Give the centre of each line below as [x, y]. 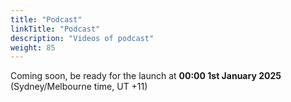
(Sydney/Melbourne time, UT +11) [79, 87]
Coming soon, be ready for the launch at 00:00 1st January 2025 [146, 76]
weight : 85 [33, 47]
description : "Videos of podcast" [82, 38]
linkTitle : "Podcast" [55, 29]
